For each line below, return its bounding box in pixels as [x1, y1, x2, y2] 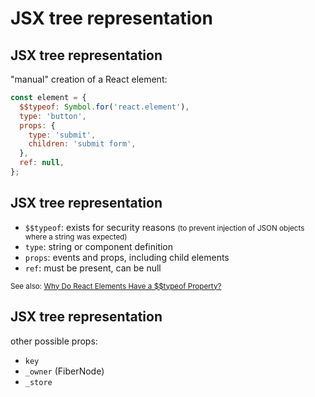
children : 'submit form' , [28, 139, 137, 149]
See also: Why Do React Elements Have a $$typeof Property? [10, 281, 222, 291]
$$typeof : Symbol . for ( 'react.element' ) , [19, 102, 190, 112]
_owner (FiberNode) [24, 365, 105, 377]
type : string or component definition [24, 240, 174, 252]
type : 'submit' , [28, 130, 97, 140]
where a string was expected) [24, 232, 128, 242]
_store [24, 377, 53, 387]
